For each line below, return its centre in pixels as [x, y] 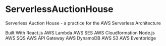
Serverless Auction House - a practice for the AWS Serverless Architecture [83, 23]
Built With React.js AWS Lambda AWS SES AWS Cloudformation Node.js [80, 32]
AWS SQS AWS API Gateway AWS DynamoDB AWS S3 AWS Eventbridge [81, 38]
